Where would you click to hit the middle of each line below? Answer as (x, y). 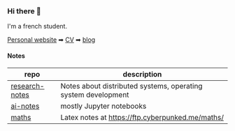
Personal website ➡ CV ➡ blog (51, 40)
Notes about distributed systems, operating (131, 86)
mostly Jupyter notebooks (104, 106)
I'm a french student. (37, 26)
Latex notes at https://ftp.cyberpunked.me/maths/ (142, 117)
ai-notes (25, 106)
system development (95, 95)
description (142, 74)
